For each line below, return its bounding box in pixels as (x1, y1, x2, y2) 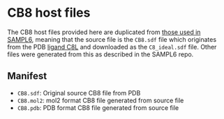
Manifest (7, 70, 47, 82)
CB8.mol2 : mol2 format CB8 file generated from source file (17, 96, 184, 104)
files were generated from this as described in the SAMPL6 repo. (7, 50, 194, 58)
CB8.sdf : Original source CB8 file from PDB (17, 88, 141, 97)
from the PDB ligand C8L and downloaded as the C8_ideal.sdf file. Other (7, 42, 217, 51)
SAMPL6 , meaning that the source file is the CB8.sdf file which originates (7, 35, 217, 43)
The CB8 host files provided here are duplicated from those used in (7, 28, 201, 36)
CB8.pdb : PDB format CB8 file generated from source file (17, 103, 179, 112)
